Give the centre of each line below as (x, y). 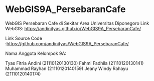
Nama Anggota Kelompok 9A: (36, 53)
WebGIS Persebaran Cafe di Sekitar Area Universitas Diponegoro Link (77, 23)
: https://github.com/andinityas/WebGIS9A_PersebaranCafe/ (67, 43)
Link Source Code (24, 38)
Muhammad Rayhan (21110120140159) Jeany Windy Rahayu (67, 68)
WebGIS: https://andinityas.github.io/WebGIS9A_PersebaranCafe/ (73, 28)
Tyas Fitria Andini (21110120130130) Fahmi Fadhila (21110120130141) (74, 63)
